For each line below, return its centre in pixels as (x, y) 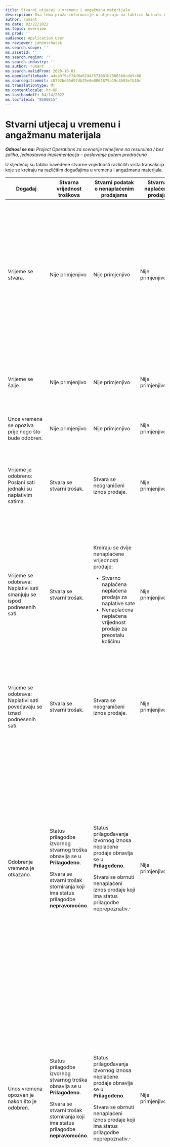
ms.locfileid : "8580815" (31, 99)
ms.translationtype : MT (30, 85)
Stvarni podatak (114, 182)
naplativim (20, 495)
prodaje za (115, 629)
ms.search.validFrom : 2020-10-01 (40, 71)
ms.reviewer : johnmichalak (34, 43)
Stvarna (69, 182)
